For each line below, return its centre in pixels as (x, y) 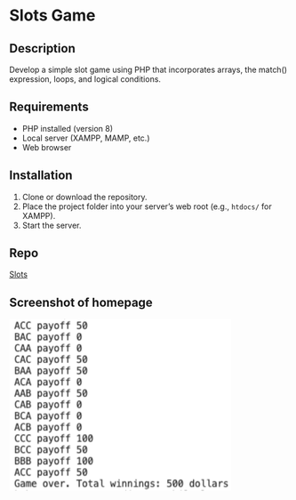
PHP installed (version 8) (68, 128)
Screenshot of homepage (81, 302)
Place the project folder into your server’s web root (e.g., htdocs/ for (147, 206)
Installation (41, 176)
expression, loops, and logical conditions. (85, 79)
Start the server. (52, 225)
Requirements (49, 107)
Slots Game (52, 16)
